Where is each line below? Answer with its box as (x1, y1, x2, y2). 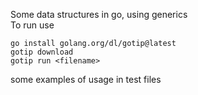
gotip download (10, 47, 74, 57)
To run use (10, 19, 55, 31)
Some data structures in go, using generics (10, 9, 188, 20)
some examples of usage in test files (10, 74, 162, 85)
